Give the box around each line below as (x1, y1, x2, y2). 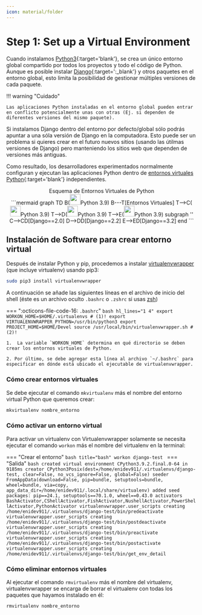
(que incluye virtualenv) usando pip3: (6, 267, 99, 274)
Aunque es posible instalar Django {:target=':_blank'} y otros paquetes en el (6, 68, 194, 75)
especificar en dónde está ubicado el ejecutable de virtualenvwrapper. (6, 361, 194, 368)
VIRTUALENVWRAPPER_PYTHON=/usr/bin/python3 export (6, 319, 137, 325)
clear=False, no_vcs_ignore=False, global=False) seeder (22, 471, 169, 478)
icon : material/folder (6, 8, 64, 15)
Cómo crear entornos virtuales (6, 376, 99, 384)
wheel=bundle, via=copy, (6, 482, 69, 488)
